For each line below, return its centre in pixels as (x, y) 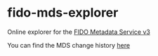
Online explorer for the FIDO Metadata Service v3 (79, 32)
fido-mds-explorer (63, 13)
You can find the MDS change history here (69, 45)
